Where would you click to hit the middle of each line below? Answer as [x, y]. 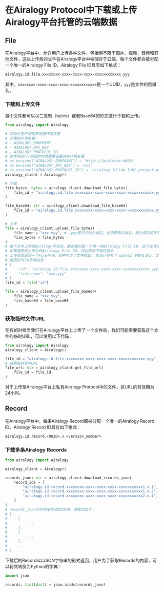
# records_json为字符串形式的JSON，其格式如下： [50, 510]
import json [17, 576]
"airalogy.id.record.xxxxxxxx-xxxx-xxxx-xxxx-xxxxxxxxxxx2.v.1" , [91, 496]
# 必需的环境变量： [22, 138]
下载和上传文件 [23, 104]
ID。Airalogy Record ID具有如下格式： [43, 427]
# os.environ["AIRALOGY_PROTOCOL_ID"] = [47, 170]
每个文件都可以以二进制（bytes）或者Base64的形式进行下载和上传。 [74, 116]
